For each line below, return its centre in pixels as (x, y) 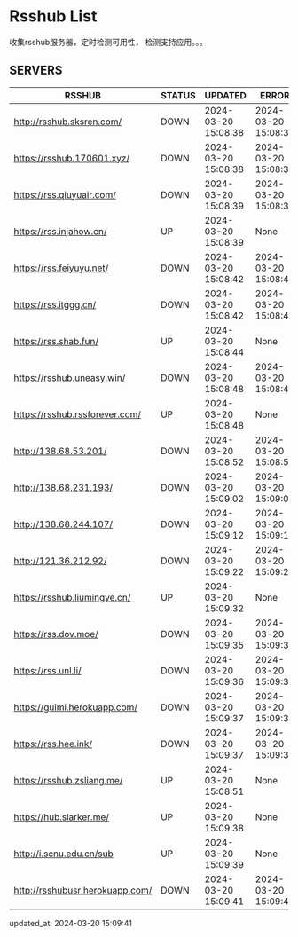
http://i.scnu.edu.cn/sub (63, 854)
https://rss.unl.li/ (47, 670)
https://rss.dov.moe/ (56, 634)
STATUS (179, 95)
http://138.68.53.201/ (60, 451)
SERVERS (36, 71)
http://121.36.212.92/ (60, 561)
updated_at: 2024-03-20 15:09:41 (71, 923)
